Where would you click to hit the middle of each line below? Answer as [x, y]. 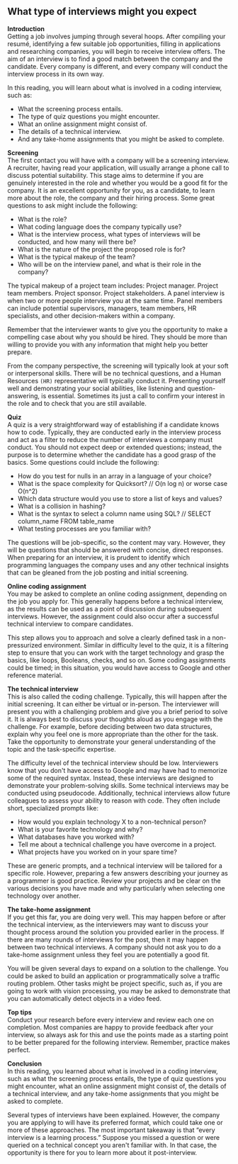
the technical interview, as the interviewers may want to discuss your [108, 925]
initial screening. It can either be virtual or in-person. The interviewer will [113, 704]
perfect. [19, 1050]
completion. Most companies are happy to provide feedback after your [110, 1027]
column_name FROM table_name [66, 521]
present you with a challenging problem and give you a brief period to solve [118, 711]
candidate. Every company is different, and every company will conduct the [118, 66]
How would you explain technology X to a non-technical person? [112, 822]
